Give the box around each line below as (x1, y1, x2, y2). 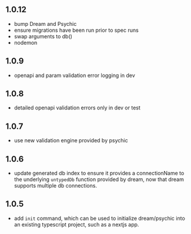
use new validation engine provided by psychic (14, 137, 128, 144)
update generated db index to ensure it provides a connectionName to (14, 170, 185, 177)
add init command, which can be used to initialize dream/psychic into (14, 215, 186, 222)
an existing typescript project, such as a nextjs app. (14, 220, 139, 228)
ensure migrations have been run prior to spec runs (14, 26, 139, 34)
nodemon (14, 39, 38, 46)
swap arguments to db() (14, 32, 73, 40)
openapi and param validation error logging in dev (14, 72, 136, 79)
